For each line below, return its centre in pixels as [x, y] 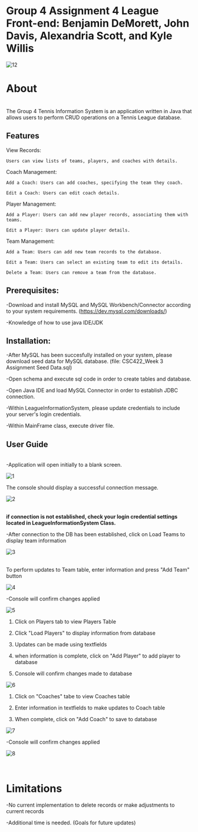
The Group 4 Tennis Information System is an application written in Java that [99, 111]
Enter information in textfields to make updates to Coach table [90, 708]
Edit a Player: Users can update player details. [68, 230]
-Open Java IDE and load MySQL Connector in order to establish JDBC [92, 391]
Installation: [29, 341]
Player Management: [31, 204]
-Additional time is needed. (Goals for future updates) [71, 823]
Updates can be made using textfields [61, 645]
